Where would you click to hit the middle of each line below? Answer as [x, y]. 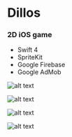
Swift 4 [28, 50]
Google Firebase [41, 65]
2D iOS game [30, 35]
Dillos [24, 13]
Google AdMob [39, 72]
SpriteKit [30, 57]
